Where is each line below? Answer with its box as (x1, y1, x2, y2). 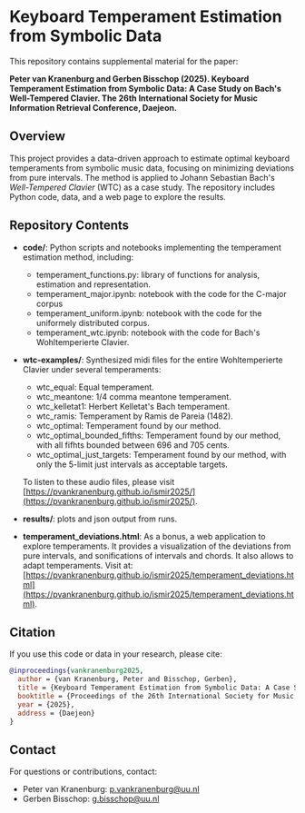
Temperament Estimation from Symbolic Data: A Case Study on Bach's (9, 83, 281, 94)
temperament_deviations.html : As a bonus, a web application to (22, 530, 266, 541)
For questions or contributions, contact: (9, 766, 157, 778)
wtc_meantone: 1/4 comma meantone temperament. (35, 391, 231, 402)
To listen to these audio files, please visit (22, 476, 175, 487)
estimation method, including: (22, 252, 134, 263)
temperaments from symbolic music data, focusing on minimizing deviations (9, 162, 295, 174)
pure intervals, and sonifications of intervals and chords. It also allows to (22, 550, 294, 560)
